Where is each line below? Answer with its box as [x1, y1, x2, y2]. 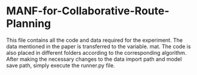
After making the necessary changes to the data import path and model [6, 55, 182, 62]
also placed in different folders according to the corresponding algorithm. [6, 49, 187, 56]
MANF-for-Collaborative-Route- [6, 4, 170, 18]
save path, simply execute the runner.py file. [6, 61, 115, 69]
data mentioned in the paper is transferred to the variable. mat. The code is [6, 43, 191, 50]
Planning [6, 17, 51, 30]
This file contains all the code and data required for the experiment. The [6, 36, 183, 43]
